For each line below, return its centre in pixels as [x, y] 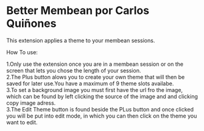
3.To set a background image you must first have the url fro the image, [95, 90]
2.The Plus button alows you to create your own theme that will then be [96, 77]
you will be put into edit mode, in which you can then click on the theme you [102, 116]
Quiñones [31, 23]
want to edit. [22, 122]
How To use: [22, 52]
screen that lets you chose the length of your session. [74, 70]
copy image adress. [31, 103]
